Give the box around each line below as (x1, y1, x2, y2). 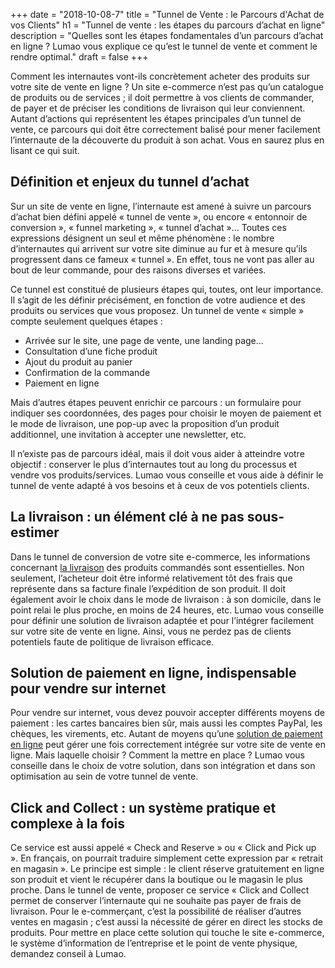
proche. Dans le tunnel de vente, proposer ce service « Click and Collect (10, 884, 310, 896)
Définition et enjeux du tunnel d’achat (10, 174, 250, 191)
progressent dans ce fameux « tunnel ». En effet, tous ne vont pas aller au (10, 253, 315, 265)
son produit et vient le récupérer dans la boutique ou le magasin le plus (10, 874, 303, 886)
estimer (10, 524, 60, 541)
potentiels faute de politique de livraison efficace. (10, 635, 215, 648)
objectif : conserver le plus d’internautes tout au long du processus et (10, 458, 298, 470)
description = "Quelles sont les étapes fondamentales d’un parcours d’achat (10, 30, 324, 41)
